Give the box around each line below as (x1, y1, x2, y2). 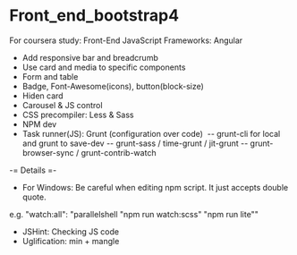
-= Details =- (9, 165, 57, 175)
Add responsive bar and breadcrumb (21, 52, 158, 63)
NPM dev (21, 118, 57, 130)
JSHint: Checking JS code (21, 225, 119, 237)
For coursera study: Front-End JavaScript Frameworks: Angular (9, 35, 243, 46)
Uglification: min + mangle (21, 235, 120, 246)
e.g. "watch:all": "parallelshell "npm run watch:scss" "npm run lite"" (9, 208, 259, 219)
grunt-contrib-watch (81, 147, 157, 157)
